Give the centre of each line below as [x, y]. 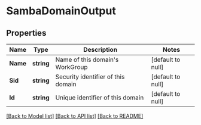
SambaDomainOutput [61, 11]
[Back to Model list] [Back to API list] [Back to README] [75, 116]
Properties [26, 33]
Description [100, 50]
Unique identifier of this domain [100, 98]
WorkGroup [71, 67]
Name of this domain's [87, 60]
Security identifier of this [90, 77]
